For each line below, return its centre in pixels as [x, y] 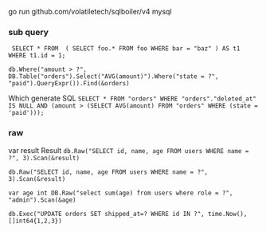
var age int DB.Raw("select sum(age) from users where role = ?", [121, 193]
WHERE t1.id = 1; [37, 56]
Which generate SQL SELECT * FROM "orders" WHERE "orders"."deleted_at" [133, 98]
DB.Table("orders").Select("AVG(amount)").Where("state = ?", [113, 77]
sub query [29, 32]
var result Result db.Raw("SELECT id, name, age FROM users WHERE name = [129, 150]
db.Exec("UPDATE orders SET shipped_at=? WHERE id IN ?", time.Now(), [128, 214]
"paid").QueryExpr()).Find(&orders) [69, 84]
